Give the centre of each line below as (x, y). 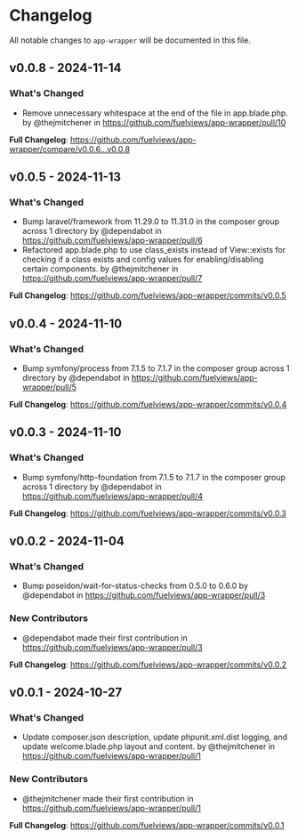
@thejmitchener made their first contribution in (108, 798)
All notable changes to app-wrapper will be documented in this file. (130, 40)
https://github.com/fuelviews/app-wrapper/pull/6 (112, 240)
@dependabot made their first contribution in (105, 638)
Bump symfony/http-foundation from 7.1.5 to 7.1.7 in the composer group (154, 477)
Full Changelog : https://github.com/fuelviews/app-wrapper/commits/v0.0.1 (147, 825)
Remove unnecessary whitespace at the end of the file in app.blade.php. (155, 113)
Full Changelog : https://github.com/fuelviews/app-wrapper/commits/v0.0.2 (148, 665)
